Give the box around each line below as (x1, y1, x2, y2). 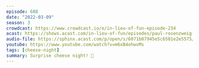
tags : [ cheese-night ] (6, 47, 60, 53)
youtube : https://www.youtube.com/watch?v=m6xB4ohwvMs (6, 42, 145, 48)
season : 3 (6, 20, 31, 25)
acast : (6, 31, 23, 37)
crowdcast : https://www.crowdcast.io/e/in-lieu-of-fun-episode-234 (6, 25, 176, 31)
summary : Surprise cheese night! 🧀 (6, 53, 94, 59)
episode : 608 (6, 8, 38, 15)
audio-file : (6, 36, 36, 42)
